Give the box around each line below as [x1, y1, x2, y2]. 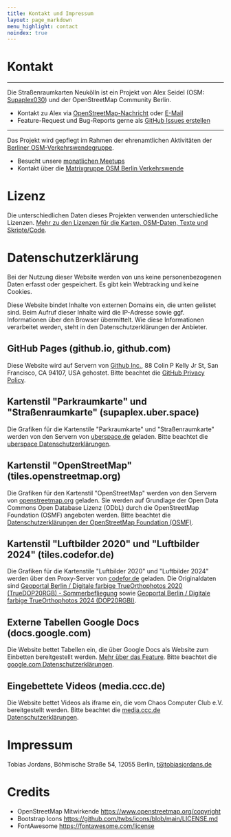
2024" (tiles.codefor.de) [7, 549, 115, 560]
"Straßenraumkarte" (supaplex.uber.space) [7, 406, 199, 418]
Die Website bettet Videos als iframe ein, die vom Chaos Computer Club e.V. [7, 698, 223, 707]
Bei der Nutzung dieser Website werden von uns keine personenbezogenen [7, 273, 221, 282]
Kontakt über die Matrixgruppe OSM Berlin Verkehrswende [16, 164, 184, 173]
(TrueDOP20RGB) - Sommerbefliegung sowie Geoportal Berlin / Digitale [7, 589, 211, 598]
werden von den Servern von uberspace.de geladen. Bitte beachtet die [7, 432, 208, 440]
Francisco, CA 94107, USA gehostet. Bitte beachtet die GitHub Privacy [7, 368, 205, 377]
